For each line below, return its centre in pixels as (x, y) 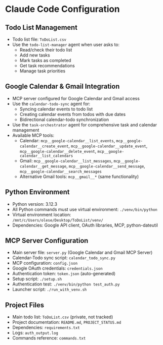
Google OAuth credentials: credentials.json (57, 268)
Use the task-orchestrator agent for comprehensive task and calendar (84, 124)
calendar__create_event (44, 146)
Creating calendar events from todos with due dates (73, 114)
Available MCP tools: (33, 135)
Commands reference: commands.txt (49, 338)
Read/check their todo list (46, 50)
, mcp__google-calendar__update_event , (108, 146)
